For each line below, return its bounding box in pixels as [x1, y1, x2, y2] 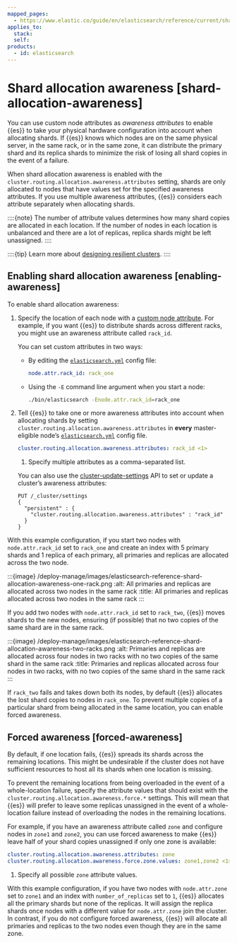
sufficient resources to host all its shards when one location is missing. [7, 765, 213, 773]
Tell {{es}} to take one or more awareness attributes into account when [17, 409, 224, 417]
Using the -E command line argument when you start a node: [28, 382, 205, 391]
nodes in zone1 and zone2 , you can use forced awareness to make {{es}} [7, 830, 217, 838]
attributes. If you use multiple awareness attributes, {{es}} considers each [7, 192, 222, 201]
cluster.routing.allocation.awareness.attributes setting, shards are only [7, 177, 226, 186]
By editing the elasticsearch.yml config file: [28, 356, 157, 364]
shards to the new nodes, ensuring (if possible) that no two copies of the [7, 616, 219, 624]
